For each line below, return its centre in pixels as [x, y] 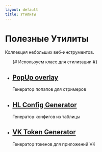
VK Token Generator [44, 132]
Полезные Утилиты [47, 39]
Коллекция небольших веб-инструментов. [50, 52]
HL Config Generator [44, 105]
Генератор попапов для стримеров [49, 89]
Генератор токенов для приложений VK [54, 144]
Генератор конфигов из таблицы [46, 117]
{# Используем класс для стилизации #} [55, 62]
